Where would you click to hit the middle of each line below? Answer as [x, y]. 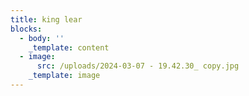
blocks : [26, 29]
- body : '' [42, 38]
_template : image [64, 76]
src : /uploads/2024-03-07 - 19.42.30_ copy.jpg [138, 66]
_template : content [69, 47]
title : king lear [46, 19]
